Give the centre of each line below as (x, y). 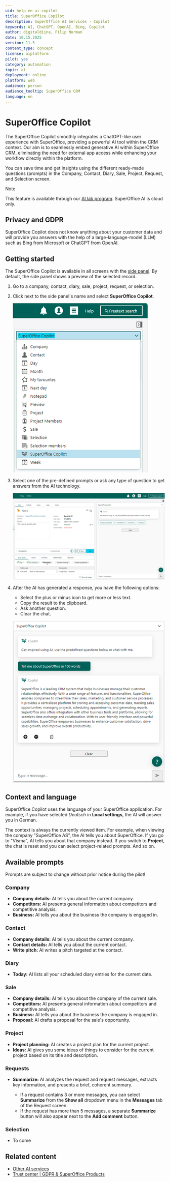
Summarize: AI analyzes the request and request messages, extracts (85, 1079)
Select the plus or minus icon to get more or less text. (76, 598)
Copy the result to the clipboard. (54, 603)
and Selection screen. (28, 179)
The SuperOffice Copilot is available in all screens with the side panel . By (81, 271)
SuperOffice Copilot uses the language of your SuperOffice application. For (84, 809)
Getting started (30, 259)
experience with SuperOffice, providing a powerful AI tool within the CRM (82, 142)
